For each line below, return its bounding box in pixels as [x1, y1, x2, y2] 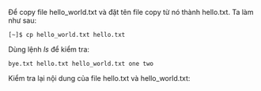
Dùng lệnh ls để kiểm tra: [8, 45, 89, 54]
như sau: [8, 16, 37, 25]
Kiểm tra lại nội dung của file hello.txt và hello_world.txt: [8, 74, 191, 82]
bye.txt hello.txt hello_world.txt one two [8, 60, 154, 67]
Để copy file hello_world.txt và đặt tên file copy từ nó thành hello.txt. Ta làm [8, 8, 254, 16]
